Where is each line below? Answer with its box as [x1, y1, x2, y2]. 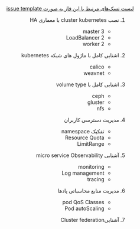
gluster [87, 99, 105, 106]
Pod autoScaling [64, 205, 105, 212]
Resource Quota [64, 134, 105, 141]
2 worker [82, 41, 105, 47]
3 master [83, 28, 105, 35]
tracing [87, 176, 105, 182]
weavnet [83, 70, 105, 76]
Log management [61, 169, 105, 176]
